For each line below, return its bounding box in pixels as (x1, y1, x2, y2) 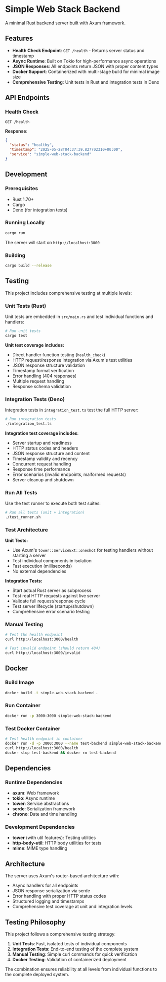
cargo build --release (5, 263, 52, 268)
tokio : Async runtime (12, 795, 55, 801)
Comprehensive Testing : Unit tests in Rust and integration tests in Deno (12, 79, 160, 85)
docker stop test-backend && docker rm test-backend (5, 750, 116, 755)
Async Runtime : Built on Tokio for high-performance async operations (12, 58, 157, 64)
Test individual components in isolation (12, 558, 92, 564)
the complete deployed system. (5, 972, 69, 978)
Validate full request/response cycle (12, 598, 85, 604)
